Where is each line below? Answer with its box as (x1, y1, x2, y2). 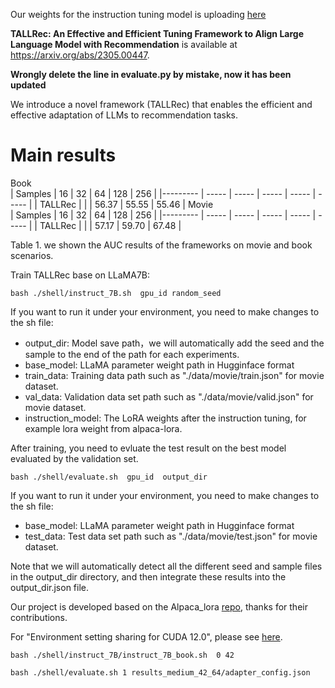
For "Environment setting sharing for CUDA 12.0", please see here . (10, 630, 283, 643)
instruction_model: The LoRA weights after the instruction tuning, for (24, 412, 307, 424)
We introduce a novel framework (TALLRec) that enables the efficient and (10, 99, 313, 110)
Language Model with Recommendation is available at (10, 39, 238, 50)
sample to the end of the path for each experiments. (24, 348, 240, 360)
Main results (10, 144, 117, 167)
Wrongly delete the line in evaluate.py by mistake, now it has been (10, 69, 292, 80)
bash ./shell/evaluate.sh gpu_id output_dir (10, 472, 208, 482)
